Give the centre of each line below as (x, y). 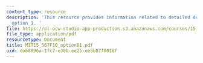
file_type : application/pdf (42, 34)
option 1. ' (27, 23)
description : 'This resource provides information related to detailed (98, 17)
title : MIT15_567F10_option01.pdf (50, 46)
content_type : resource (36, 12)
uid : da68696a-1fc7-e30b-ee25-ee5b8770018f (62, 51)
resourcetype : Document (36, 40)
